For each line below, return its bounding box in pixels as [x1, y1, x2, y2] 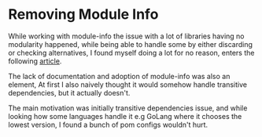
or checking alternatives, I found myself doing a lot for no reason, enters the [8, 48, 255, 57]
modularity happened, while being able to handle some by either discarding [8, 39, 253, 49]
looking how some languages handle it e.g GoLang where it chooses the [8, 111, 242, 121]
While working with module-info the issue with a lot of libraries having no [8, 31, 245, 41]
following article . [8, 56, 62, 66]
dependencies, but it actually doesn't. [8, 88, 131, 97]
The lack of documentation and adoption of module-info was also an [8, 71, 231, 81]
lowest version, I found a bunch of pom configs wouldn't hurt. [8, 120, 208, 129]
